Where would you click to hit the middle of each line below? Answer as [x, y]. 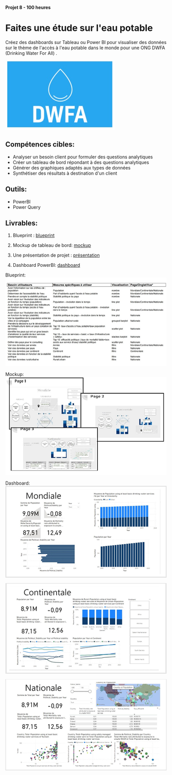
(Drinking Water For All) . [31, 53]
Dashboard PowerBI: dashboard [46, 265]
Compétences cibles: [40, 145]
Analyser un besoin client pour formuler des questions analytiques [83, 157]
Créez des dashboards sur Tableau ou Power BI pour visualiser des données [86, 42]
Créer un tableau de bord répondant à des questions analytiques [81, 162]
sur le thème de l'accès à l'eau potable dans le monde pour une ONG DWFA [85, 48]
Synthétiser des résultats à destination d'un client [65, 173]
